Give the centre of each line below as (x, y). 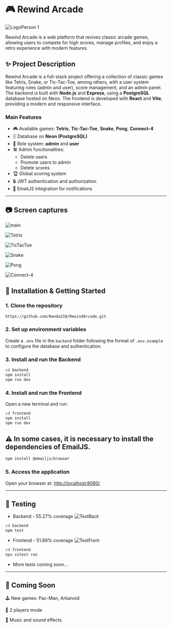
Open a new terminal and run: (37, 404)
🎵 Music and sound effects (34, 620)
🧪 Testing (21, 504)
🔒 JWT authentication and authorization (55, 181)
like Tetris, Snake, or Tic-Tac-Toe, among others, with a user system (77, 82)
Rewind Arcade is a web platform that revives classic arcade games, (77, 37)
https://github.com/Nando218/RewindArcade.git (56, 316)
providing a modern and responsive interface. (53, 104)
